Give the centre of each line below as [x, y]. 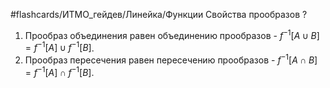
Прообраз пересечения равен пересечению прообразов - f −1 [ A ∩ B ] [171, 59]
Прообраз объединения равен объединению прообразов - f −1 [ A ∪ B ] [172, 34]
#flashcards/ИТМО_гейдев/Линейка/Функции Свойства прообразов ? [159, 14]
